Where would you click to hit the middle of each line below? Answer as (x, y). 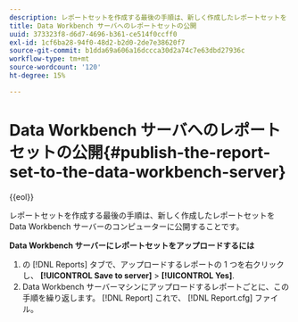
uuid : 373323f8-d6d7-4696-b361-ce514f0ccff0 (93, 34)
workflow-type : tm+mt (50, 59)
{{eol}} (21, 196)
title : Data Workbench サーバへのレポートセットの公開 (103, 26)
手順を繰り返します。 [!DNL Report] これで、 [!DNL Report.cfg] (137, 297)
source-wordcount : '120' (55, 68)
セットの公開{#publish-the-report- (140, 152)
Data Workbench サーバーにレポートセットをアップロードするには (132, 245)
